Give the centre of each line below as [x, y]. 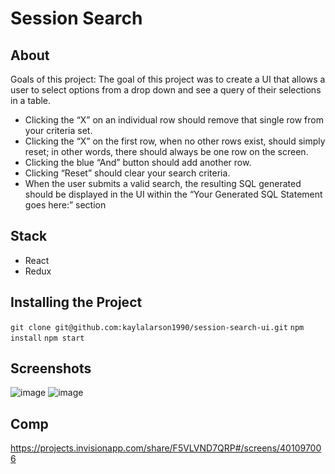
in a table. [31, 100]
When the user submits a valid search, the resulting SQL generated [163, 183]
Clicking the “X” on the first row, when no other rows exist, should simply [175, 141]
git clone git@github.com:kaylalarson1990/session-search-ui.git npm [157, 327]
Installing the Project [76, 302]
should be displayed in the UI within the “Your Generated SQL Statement [173, 194]
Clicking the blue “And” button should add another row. [138, 162]
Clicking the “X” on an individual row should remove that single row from [174, 120]
